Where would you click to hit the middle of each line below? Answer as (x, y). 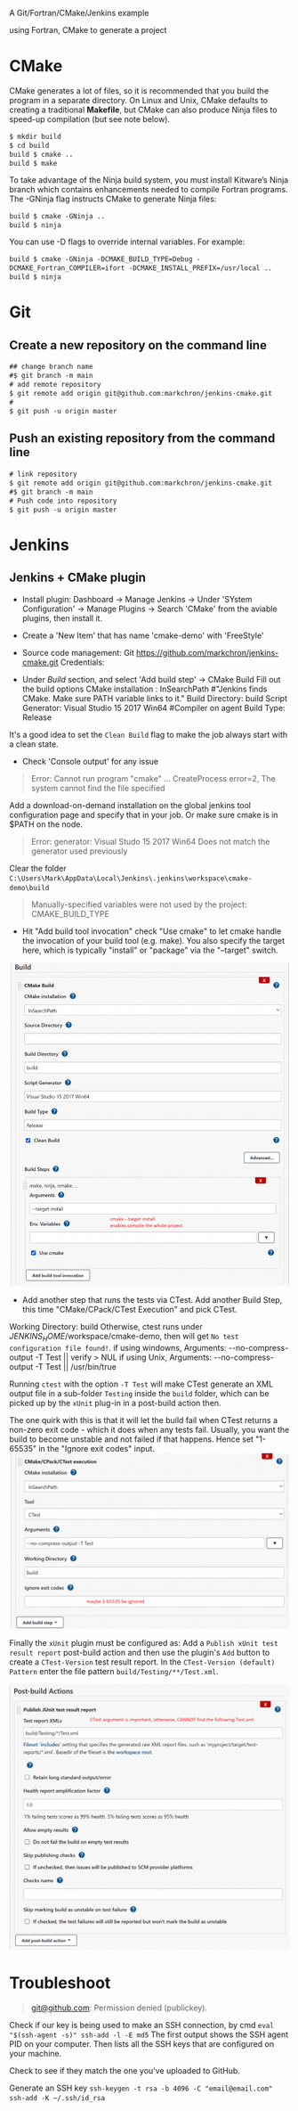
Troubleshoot (60, 1983)
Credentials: (82, 662)
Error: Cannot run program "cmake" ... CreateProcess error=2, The (153, 778)
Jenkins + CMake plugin (78, 578)
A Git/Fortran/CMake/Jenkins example (79, 13)
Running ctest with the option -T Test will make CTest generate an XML (141, 1384)
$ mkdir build (36, 136)
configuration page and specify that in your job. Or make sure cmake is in (144, 814)
